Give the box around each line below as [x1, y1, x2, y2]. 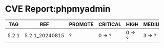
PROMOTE [69, 21, 94, 28]
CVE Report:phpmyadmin [5, 3, 111, 15]
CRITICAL [98, 21, 122, 28]
